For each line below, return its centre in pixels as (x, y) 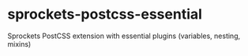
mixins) (19, 44)
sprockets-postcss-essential (105, 14)
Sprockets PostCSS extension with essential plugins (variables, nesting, (124, 36)
